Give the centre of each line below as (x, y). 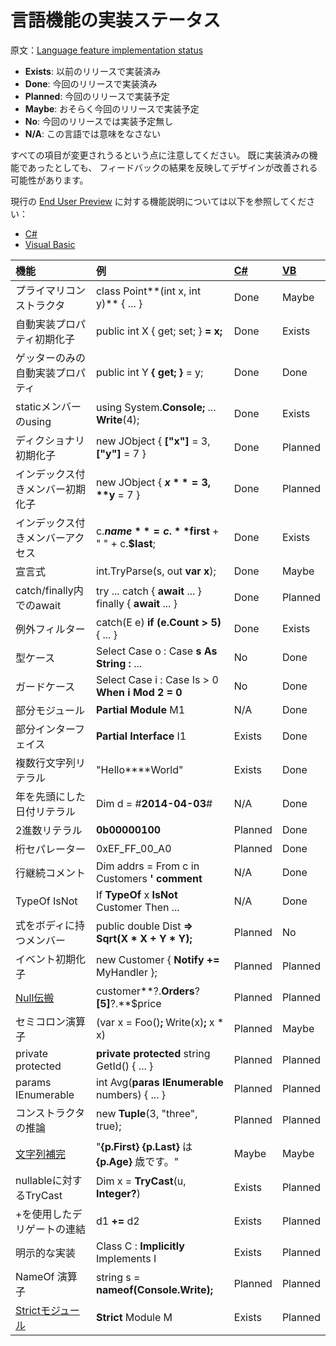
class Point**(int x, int (148, 291)
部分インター (45, 729)
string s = (118, 1277)
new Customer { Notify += (157, 959)
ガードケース (45, 686)
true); (108, 1126)
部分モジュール (50, 710)
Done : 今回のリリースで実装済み (91, 83)
